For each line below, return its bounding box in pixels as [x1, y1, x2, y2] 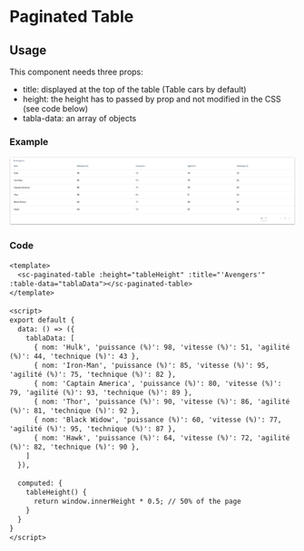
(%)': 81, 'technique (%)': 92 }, [9, 406, 141, 415]
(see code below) [22, 103, 89, 114]
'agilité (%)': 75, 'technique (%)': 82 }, [9, 370, 177, 379]
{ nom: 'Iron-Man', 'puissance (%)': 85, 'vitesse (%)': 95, [33, 361, 270, 370]
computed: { [17, 478, 64, 488]
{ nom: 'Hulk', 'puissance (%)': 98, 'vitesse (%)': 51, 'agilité [33, 343, 290, 352]
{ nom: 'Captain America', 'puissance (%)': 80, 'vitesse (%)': [33, 379, 282, 388]
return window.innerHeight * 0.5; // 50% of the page [33, 497, 242, 506]
